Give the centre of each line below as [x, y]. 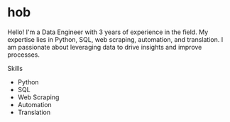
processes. [24, 55]
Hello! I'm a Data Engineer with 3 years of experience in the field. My [108, 32]
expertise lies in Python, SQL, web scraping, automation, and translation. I [115, 39]
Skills [15, 68]
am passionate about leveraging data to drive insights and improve [105, 47]
